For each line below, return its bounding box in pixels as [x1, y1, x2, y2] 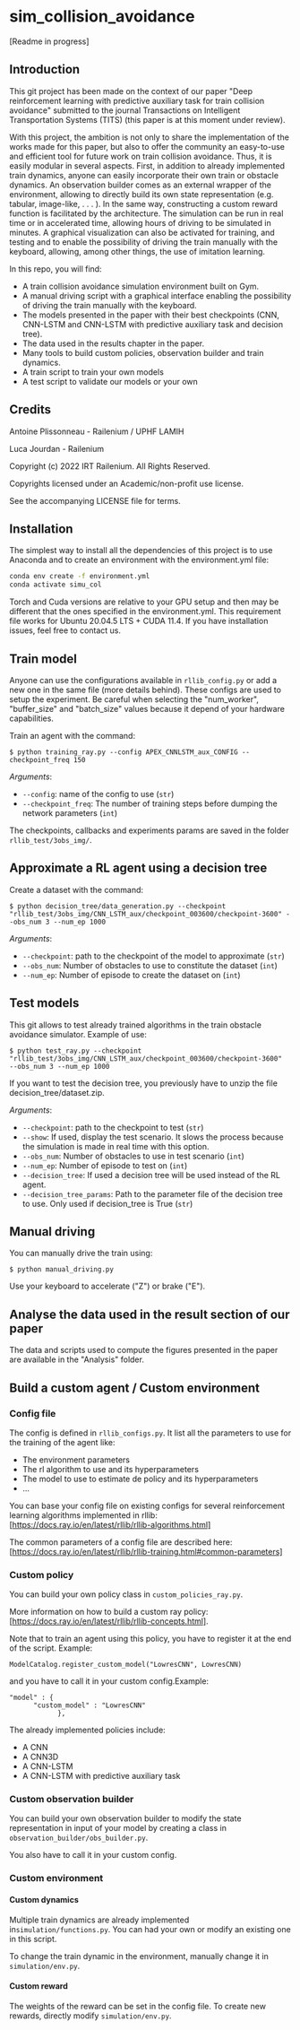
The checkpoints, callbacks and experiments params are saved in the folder [9, 825, 289, 836]
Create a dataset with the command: [9, 884, 144, 895]
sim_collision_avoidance [9, 6, 195, 27]
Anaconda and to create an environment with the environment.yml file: [9, 554, 270, 566]
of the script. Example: [9, 1643, 93, 1653]
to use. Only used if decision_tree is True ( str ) [21, 1198, 193, 1209]
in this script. [9, 1933, 57, 1944]
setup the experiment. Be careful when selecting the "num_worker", [9, 693, 260, 705]
